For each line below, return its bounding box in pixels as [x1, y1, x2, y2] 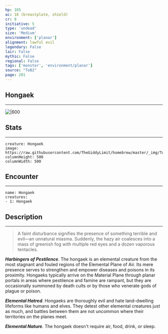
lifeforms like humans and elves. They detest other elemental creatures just [5, 303, 160, 309]
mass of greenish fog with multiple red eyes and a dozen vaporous [17, 241, 155, 247]
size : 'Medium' [5, 30, 37, 35]
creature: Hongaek [5, 141, 43, 146]
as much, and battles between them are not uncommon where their [5, 308, 144, 314]
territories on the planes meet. [5, 313, 67, 320]
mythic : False [5, 53, 35, 59]
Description [5, 212, 42, 221]
